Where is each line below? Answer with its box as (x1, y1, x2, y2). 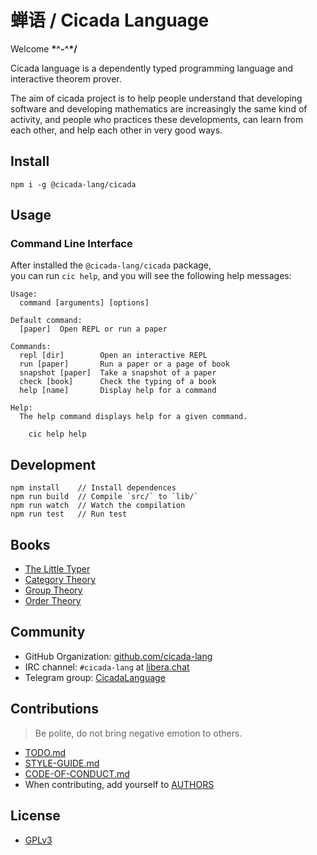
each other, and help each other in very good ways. (10, 124, 223, 136)
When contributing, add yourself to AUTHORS (24, 778, 215, 790)
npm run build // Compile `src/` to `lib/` (10, 492, 199, 502)
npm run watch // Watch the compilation (10, 501, 186, 511)
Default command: (10, 316, 83, 326)
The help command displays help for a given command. (19, 412, 248, 422)
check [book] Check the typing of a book (19, 377, 217, 387)
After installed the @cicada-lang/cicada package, (10, 259, 212, 271)
